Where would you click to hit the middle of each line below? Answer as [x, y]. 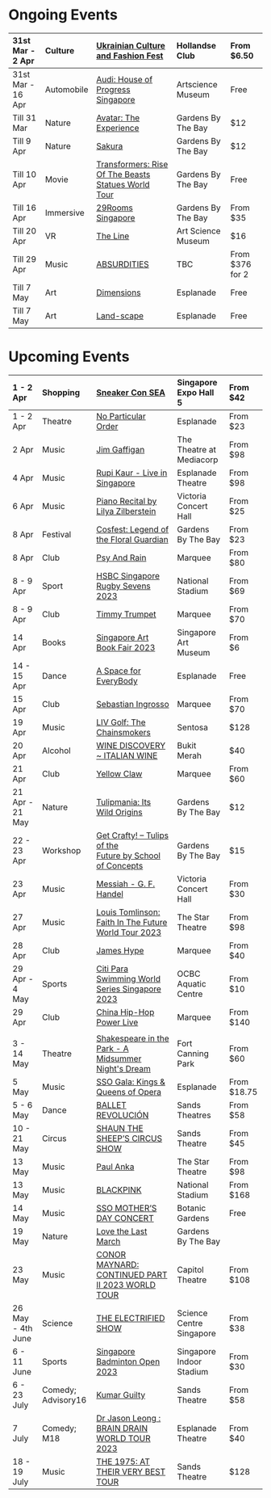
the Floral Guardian [132, 539]
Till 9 [22, 141]
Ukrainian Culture [131, 45]
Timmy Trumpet [126, 614]
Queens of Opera [129, 1092]
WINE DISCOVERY [131, 745]
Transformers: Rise [132, 164]
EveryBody [117, 680]
